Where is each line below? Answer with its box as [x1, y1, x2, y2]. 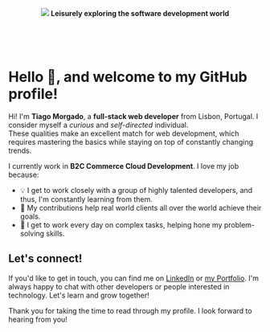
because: [8, 170, 39, 179]
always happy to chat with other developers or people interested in [8, 281, 230, 291]
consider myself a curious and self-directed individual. [8, 120, 189, 129]
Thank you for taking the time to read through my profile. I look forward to [8, 305, 252, 315]
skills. [46, 228, 65, 238]
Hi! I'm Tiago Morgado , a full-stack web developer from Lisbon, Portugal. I [8, 111, 259, 121]
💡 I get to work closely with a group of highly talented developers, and [19, 185, 253, 195]
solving [19, 228, 45, 238]
